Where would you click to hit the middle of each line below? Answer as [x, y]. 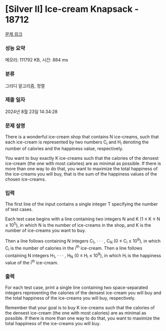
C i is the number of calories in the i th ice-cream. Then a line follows [74, 248]
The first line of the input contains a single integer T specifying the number [82, 204]
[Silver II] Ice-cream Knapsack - [72, 9]
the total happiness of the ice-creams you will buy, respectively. [70, 298]
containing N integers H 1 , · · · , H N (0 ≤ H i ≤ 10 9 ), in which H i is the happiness [83, 256]
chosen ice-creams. [26, 179]
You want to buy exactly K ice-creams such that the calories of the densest [82, 158]
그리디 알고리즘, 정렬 [25, 86]
